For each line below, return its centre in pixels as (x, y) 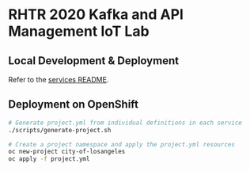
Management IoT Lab (79, 31)
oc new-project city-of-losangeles (67, 152)
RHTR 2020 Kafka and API (96, 15)
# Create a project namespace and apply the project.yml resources (122, 144)
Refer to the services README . (59, 80)
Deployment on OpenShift (73, 104)
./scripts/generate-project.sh (60, 130)
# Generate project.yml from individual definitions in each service (125, 123)
